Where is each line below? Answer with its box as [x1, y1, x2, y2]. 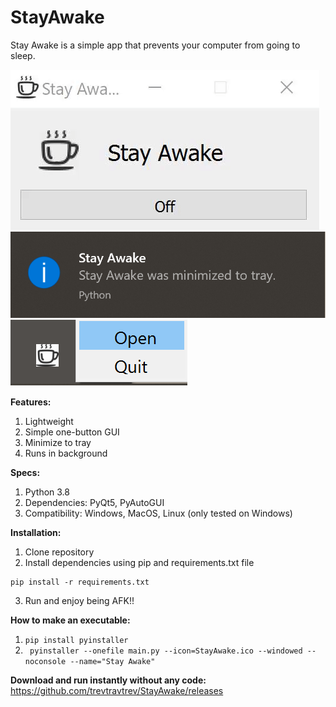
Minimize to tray [24, 437, 92, 449]
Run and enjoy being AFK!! [24, 595, 135, 607]
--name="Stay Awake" [69, 657, 156, 667]
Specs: [10, 467, 41, 479]
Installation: [10, 527, 62, 539]
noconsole [24, 657, 67, 667]
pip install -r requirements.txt [10, 577, 150, 588]
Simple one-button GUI [24, 426, 120, 438]
